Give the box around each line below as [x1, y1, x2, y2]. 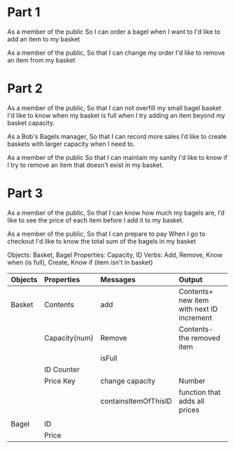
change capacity [100, 376, 156, 386]
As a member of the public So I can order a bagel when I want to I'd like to [7, 27, 221, 36]
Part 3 [7, 185, 43, 201]
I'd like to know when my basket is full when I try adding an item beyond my [7, 111, 225, 119]
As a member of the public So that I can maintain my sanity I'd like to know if [7, 153, 228, 161]
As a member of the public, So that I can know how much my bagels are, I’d [7, 208, 225, 217]
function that [178, 387, 221, 397]
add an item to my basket [7, 34, 80, 43]
